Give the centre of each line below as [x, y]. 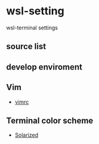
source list [26, 46]
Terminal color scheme [50, 120]
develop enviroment [44, 67]
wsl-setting [35, 11]
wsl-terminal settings [32, 28]
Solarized [27, 135]
